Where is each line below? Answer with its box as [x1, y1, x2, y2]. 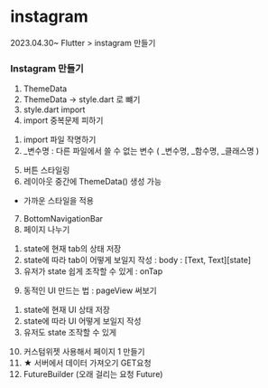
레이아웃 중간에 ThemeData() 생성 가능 [23, 176, 162, 187]
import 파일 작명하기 [23, 134, 97, 146]
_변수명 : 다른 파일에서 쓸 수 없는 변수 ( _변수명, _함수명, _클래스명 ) [23, 146, 260, 156]
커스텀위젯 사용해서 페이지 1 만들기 [23, 346, 145, 357]
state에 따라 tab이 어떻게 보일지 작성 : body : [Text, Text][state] [23, 255, 252, 266]
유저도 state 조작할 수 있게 [23, 327, 116, 338]
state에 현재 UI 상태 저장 [23, 305, 111, 316]
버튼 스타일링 [23, 165, 70, 175]
